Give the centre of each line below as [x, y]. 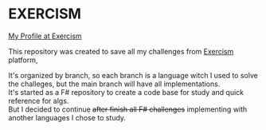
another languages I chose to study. [67, 117]
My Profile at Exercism [45, 36]
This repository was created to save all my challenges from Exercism [121, 51]
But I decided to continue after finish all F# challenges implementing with [128, 109]
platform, [23, 60]
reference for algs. [39, 100]
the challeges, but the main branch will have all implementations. [114, 84]
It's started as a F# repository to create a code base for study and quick [126, 92]
